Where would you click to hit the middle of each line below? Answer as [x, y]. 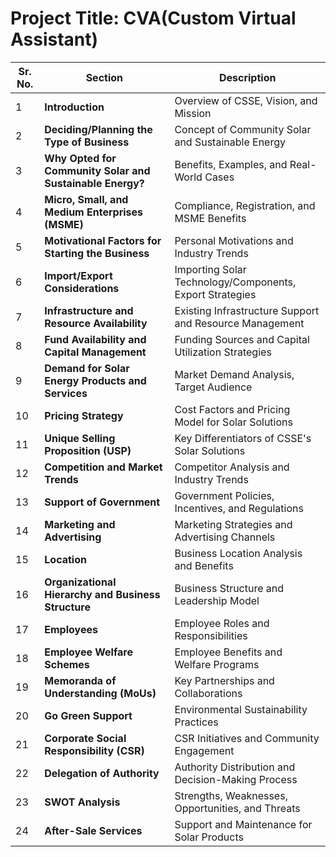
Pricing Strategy [84, 415]
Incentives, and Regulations [239, 508]
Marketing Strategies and [233, 524]
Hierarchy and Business [102, 594]
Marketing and [80, 524]
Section [104, 77]
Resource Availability [96, 323]
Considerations [82, 288]
